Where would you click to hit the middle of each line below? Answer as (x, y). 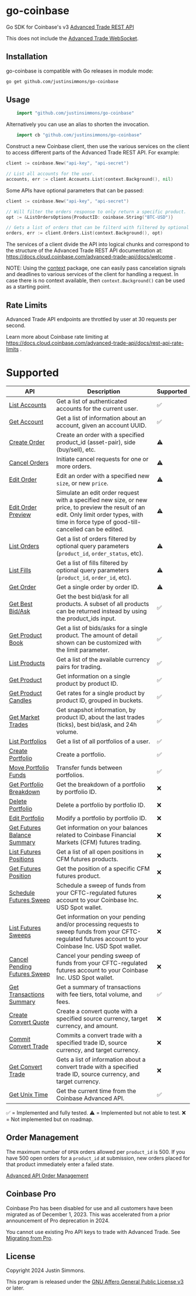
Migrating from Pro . (29, 1238)
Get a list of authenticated (92, 401)
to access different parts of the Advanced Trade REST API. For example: (93, 153)
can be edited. (104, 529)
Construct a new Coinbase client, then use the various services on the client (98, 146)
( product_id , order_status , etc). (100, 553)
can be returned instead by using (101, 611)
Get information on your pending (101, 917)
